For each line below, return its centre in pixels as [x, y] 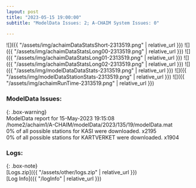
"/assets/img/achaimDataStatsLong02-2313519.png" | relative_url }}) [99, 64]
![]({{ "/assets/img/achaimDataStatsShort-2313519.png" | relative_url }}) [95, 45]
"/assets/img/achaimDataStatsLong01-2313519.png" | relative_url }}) [98, 58]
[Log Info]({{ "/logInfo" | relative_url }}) [54, 178]
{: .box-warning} [26, 112]
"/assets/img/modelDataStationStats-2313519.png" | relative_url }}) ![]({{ [95, 77]
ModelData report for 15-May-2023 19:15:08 [61, 118]
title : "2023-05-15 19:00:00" [44, 17]
